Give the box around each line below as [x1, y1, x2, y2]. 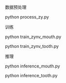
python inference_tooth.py [5, 73, 58, 78]
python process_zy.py [5, 14, 49, 20]
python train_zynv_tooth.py [5, 43, 59, 49]
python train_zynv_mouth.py [5, 34, 62, 40]
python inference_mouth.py [5, 63, 60, 69]
